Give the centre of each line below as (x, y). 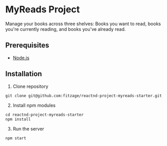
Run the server (29, 129)
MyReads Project (43, 10)
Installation (24, 74)
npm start (16, 138)
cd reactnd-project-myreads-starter (44, 115)
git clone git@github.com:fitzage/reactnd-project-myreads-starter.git (83, 96)
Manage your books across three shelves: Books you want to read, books (83, 24)
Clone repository (31, 86)
